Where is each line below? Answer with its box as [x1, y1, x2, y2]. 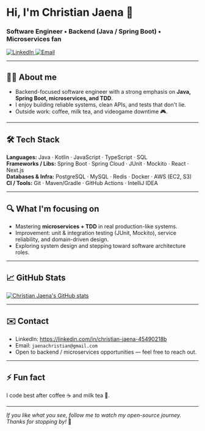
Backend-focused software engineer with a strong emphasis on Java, [15, 88, 191, 96]
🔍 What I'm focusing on [6, 203, 99, 214]
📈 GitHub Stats [6, 273, 66, 283]
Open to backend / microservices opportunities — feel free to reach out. [15, 348, 197, 356]
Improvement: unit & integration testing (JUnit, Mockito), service [15, 229, 177, 236]
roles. [15, 248, 30, 256]
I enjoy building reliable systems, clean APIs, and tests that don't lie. [15, 101, 186, 108]
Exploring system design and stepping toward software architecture [15, 242, 186, 249]
